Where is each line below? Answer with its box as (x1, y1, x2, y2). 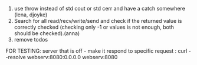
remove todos (14, 36, 48, 43)
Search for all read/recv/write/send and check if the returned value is (14, 18, 182, 24)
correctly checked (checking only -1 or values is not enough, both (14, 23, 175, 30)
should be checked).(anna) (14, 30, 80, 37)
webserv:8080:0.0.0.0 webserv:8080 (27, 54, 118, 60)
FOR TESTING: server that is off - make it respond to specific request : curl (5, 47, 188, 54)
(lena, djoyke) (14, 11, 48, 18)
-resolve (5, 54, 26, 60)
